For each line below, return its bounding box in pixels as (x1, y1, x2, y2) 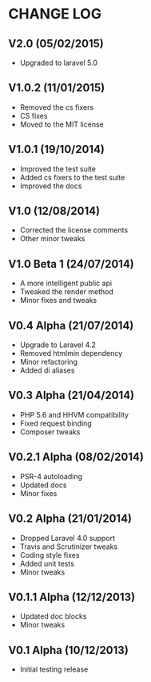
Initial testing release (19, 664, 89, 674)
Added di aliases (19, 365, 75, 375)
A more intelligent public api (19, 278, 113, 289)
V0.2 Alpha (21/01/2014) (8, 512, 133, 526)
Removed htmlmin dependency (19, 349, 123, 358)
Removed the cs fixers (19, 102, 94, 112)
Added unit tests (19, 559, 74, 568)
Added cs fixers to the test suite (19, 172, 125, 182)
